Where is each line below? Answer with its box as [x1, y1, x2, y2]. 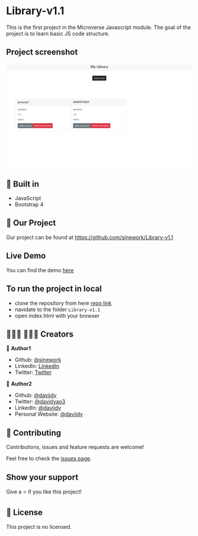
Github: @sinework [14, 356, 61, 363]
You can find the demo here [6, 266, 74, 273]
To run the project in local [6, 284, 102, 294]
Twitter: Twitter [14, 369, 52, 376]
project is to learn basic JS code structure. [6, 30, 110, 37]
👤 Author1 [6, 345, 31, 352]
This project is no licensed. [6, 523, 72, 530]
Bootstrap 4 [14, 201, 44, 208]
